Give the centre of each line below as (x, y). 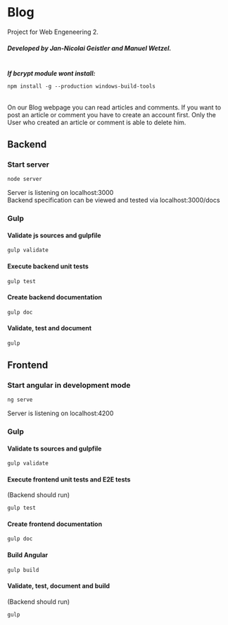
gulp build (23, 570)
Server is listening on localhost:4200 (61, 413)
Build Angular (28, 554)
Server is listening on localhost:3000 (61, 193)
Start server (28, 165)
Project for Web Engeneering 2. (53, 32)
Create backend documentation (55, 297)
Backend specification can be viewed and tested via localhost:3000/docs (114, 200)
